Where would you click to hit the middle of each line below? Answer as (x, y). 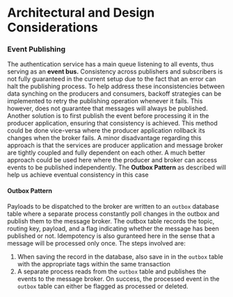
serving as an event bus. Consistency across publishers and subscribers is (115, 71)
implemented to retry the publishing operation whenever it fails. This (105, 101)
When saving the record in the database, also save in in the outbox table (120, 256)
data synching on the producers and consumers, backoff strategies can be (114, 94)
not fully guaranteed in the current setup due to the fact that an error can (112, 79)
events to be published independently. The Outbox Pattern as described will (116, 167)
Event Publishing (37, 49)
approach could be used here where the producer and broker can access (112, 160)
